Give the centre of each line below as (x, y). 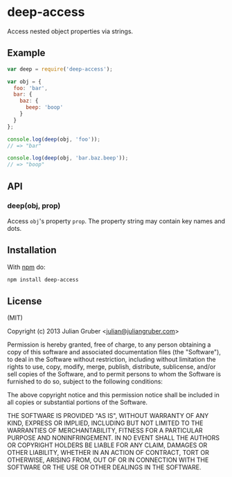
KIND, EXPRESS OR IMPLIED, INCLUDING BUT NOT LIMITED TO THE (105, 423)
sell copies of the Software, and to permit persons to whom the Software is (114, 374)
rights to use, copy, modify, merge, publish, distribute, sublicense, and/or (111, 367)
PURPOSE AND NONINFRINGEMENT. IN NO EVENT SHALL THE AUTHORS (114, 438)
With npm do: (27, 267)
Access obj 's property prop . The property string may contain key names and (116, 221)
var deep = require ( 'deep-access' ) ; (60, 69)
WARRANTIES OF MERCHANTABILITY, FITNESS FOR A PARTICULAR (105, 431)
